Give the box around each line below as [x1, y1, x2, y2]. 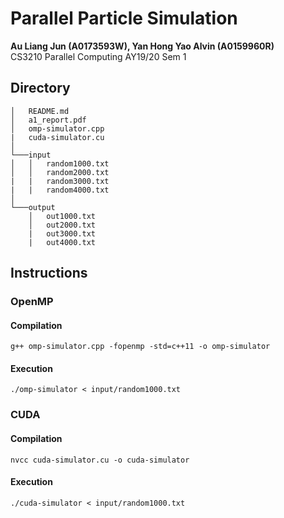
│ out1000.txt [28, 211, 97, 221]
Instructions [10, 265, 88, 282]
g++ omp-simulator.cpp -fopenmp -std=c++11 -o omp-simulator [10, 342, 271, 352]
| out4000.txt [28, 237, 97, 247]
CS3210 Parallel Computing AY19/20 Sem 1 [10, 50, 187, 62]
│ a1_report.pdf [10, 115, 87, 125]
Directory [10, 80, 71, 97]
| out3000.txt [28, 228, 97, 239]
